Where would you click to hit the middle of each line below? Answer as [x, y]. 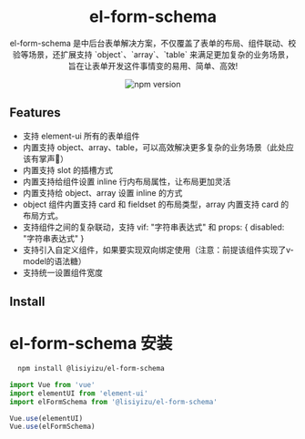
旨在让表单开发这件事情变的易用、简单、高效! [153, 66]
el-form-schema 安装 [91, 344]
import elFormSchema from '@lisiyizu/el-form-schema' [114, 402]
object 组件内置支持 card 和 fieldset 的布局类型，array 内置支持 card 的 [156, 204]
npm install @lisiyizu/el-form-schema [91, 369]
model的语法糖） [54, 260]
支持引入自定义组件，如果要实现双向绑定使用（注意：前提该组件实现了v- [158, 250]
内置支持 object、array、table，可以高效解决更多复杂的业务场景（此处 [154, 147]
